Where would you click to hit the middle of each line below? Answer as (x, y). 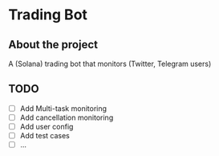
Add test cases (45, 135)
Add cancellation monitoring (67, 117)
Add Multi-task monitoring (63, 108)
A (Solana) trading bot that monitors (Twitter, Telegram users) (110, 64)
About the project (53, 45)
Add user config (47, 126)
